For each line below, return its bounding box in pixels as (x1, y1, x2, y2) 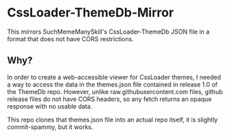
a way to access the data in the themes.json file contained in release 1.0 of (7, 80, 218, 89)
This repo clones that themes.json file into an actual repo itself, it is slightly (7, 115, 218, 124)
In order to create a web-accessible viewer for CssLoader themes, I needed (7, 73, 222, 81)
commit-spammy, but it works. (7, 122, 94, 131)
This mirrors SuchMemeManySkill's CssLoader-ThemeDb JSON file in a (7, 27, 210, 36)
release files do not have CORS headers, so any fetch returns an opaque (7, 95, 212, 103)
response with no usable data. (7, 102, 93, 111)
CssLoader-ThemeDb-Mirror (7, 5, 174, 21)
